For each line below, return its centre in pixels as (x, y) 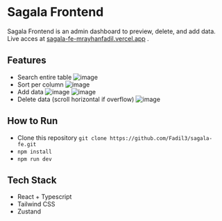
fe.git (27, 144)
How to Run (33, 121)
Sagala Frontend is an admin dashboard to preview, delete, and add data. (112, 31)
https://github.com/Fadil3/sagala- (161, 138)
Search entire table (44, 77)
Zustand (29, 211)
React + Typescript (44, 197)
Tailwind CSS (36, 204)
